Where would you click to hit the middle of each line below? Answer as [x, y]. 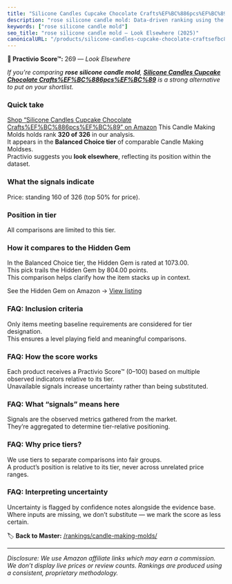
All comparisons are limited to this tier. [61, 230]
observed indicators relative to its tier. [61, 379]
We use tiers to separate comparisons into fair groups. [85, 460]
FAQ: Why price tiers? [45, 444]
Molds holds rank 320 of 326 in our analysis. [71, 135]
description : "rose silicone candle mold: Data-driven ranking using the [116, 20]
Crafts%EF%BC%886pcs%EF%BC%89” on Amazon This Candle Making [111, 127]
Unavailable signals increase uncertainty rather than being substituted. [108, 386]
